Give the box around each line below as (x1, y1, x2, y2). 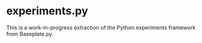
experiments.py (6, 4, 88, 18)
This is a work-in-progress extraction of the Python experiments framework (6, 24, 196, 31)
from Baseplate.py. (6, 30, 54, 37)
